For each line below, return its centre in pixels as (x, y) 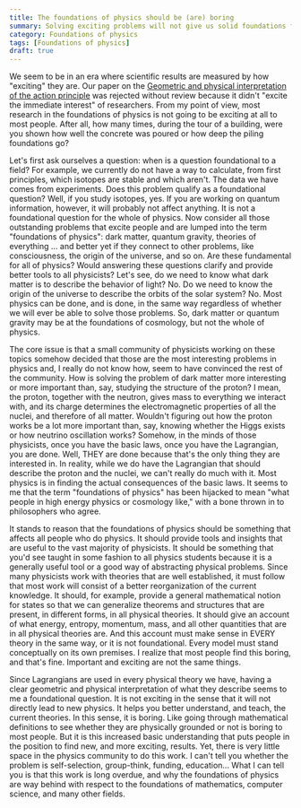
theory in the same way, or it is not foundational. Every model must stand (144, 643)
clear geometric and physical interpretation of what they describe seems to (148, 689)
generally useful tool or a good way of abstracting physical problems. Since (149, 567)
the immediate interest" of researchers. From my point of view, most (135, 105)
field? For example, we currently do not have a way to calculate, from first (145, 170)
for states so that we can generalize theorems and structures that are (137, 605)
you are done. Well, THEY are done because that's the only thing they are (145, 455)
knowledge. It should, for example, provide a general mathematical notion (145, 595)
